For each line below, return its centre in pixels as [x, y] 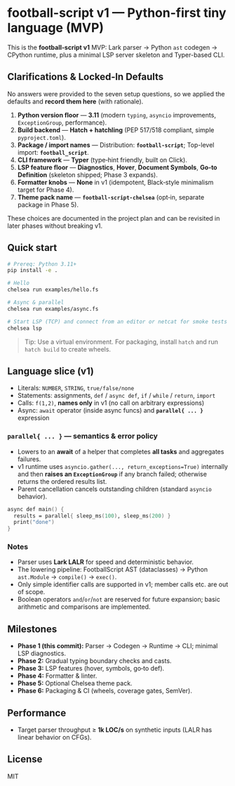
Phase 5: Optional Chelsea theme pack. [75, 683]
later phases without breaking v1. [55, 226]
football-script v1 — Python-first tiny [117, 13]
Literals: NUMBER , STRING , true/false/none [76, 388]
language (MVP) [55, 28]
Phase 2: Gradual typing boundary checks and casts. [94, 661]
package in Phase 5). [48, 205]
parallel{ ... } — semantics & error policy [82, 436]
